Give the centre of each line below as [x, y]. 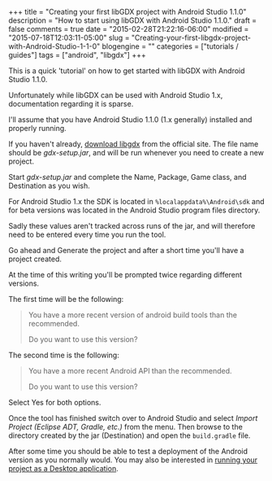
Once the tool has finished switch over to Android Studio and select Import [133, 418]
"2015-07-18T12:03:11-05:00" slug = [69, 37]
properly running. [37, 128]
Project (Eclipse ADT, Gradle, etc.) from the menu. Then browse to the [126, 427]
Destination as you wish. [50, 186]
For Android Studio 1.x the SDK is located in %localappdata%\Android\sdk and [136, 201]
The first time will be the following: [66, 299]
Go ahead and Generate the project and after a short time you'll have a [126, 250]
